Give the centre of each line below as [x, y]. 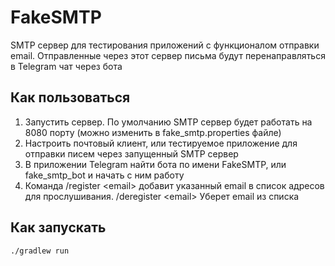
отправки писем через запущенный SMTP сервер [131, 153]
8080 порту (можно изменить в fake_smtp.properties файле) [153, 132]
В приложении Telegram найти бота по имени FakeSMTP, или [155, 164]
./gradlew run [40, 251]
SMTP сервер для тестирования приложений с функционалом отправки [165, 45]
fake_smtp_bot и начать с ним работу [104, 175]
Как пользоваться [70, 97]
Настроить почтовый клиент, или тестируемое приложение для [161, 143]
